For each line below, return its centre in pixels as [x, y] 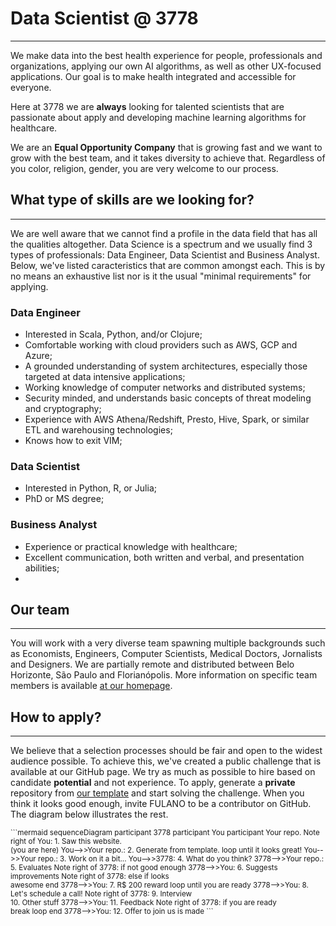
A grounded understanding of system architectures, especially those [166, 366]
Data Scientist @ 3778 [104, 18]
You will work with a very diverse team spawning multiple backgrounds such [168, 643]
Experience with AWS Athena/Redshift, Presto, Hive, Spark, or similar [167, 419]
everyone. [31, 87]
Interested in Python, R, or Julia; [90, 488]
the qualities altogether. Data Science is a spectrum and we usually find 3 [161, 244]
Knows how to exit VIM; [73, 441]
